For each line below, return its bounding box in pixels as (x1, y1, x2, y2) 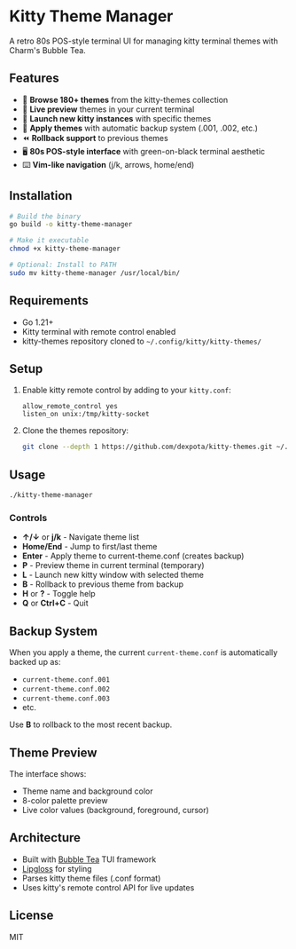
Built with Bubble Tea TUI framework (21, 854, 157, 865)
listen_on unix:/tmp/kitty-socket (21, 410, 150, 419)
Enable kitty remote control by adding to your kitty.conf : (21, 384, 232, 396)
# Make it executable (9, 236, 90, 245)
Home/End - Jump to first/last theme (21, 542, 158, 552)
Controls (9, 511, 48, 524)
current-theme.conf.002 (21, 685, 111, 694)
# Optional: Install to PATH (9, 260, 117, 270)
